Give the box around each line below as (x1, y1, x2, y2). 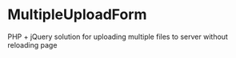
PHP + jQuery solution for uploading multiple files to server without (7, 32, 229, 41)
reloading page (7, 40, 58, 49)
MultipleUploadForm (7, 6, 147, 24)
